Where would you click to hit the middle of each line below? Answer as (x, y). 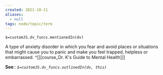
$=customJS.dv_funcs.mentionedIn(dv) (44, 37)
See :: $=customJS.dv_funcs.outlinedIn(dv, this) (56, 67)
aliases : (14, 14)
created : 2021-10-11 (27, 10)
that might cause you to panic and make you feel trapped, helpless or (76, 52)
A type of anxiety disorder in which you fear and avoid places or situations (82, 47)
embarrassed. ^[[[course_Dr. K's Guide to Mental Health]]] (65, 57)
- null (16, 19)
